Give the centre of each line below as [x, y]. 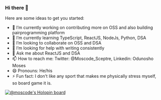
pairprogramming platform [38, 33]
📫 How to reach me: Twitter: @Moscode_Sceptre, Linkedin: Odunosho [83, 59]
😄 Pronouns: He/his [32, 71]
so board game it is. [32, 83]
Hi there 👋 [17, 8]
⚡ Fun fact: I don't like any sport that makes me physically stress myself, [84, 76]
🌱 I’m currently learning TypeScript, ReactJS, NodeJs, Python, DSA [79, 38]
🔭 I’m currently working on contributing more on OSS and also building [82, 28]
